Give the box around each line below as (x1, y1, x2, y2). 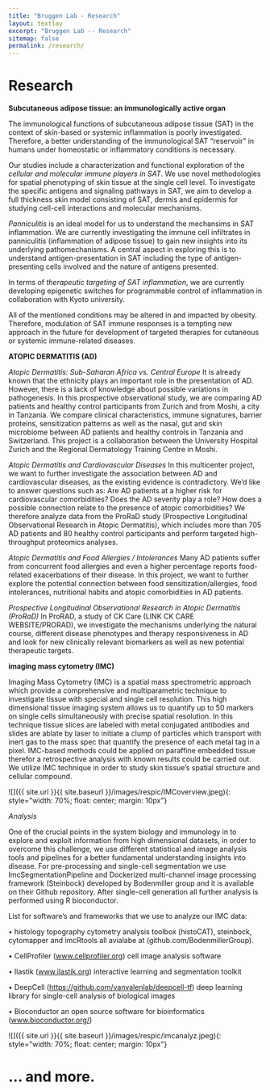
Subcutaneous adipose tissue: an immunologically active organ (8, 103, 226, 113)
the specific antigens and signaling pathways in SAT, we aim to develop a (8, 187, 252, 196)
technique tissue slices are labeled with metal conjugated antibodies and (8, 720, 250, 730)
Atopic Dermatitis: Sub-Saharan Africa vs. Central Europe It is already (8, 367, 242, 377)
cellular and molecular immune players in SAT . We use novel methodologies (8, 169, 261, 178)
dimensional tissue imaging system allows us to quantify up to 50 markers (8, 703, 254, 713)
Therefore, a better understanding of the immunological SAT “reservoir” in (8, 136, 255, 146)
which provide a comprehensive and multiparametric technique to (8, 685, 227, 695)
